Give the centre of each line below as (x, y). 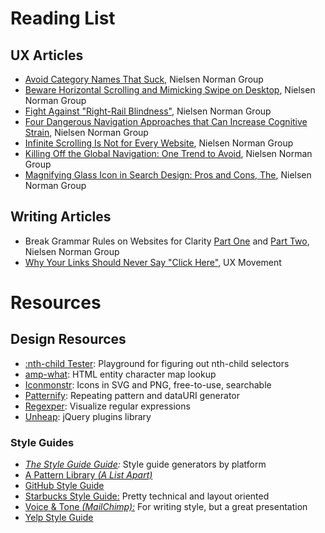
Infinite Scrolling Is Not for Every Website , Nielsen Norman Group (159, 143)
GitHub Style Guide (64, 486)
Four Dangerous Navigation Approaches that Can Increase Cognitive (166, 121)
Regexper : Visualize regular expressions (107, 406)
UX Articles (47, 55)
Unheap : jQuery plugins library (88, 416)
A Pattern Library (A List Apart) (88, 475)
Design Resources (68, 339)
